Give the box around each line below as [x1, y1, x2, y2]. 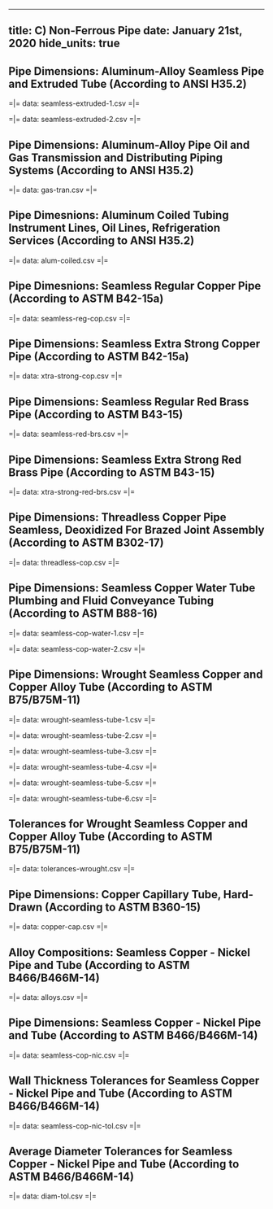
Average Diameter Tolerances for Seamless [8, 1144, 233, 1158]
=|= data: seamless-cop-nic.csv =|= [8, 1050, 130, 1060]
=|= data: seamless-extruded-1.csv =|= [8, 98, 141, 108]
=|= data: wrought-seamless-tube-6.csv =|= [8, 793, 158, 803]
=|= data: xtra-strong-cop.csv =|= [8, 371, 123, 381]
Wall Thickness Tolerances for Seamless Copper [8, 1074, 260, 1088]
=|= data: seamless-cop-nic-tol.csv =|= [8, 1120, 141, 1131]
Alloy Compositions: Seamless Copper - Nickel [8, 945, 250, 959]
